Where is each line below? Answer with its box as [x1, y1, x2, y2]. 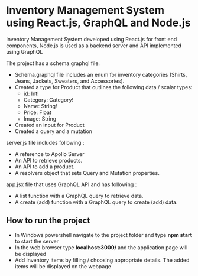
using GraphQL [6, 48, 43, 55]
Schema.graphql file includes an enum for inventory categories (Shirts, [14, 71, 187, 78]
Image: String [23, 115, 57, 122]
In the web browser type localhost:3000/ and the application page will [14, 243, 188, 251]
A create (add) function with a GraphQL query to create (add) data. [14, 199, 178, 206]
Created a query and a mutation [14, 128, 93, 135]
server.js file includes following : [6, 139, 85, 146]
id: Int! [23, 90, 40, 97]
